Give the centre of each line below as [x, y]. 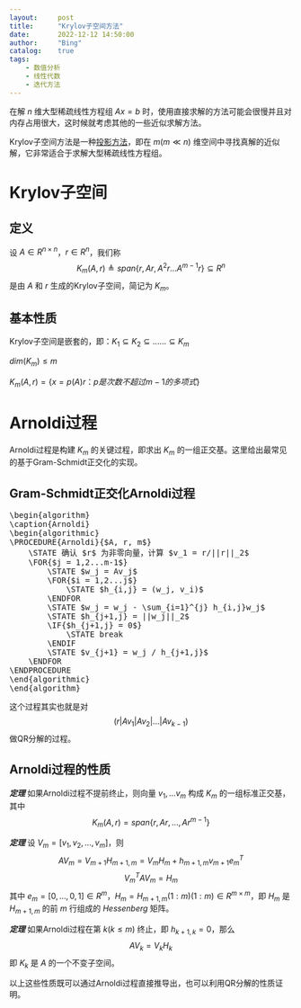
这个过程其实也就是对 [49, 707]
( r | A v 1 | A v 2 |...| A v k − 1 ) [151, 723]
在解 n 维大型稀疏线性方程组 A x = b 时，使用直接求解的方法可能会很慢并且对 [150, 111]
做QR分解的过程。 [43, 739]
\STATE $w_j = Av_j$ [92, 571]
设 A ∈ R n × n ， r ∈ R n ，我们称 [65, 251]
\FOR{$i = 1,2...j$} [92, 580]
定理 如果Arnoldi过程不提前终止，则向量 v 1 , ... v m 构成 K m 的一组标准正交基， [150, 794]
